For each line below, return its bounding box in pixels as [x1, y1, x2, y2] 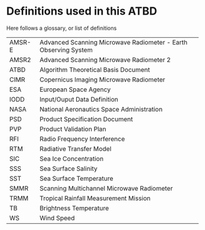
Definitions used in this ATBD [6, 4, 157, 18]
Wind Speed [39, 214, 75, 222]
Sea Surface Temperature [39, 174, 114, 183]
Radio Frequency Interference [39, 134, 125, 143]
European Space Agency [39, 85, 111, 94]
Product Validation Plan [39, 125, 107, 133]
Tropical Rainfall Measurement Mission [39, 193, 151, 202]
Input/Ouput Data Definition [39, 95, 119, 103]
